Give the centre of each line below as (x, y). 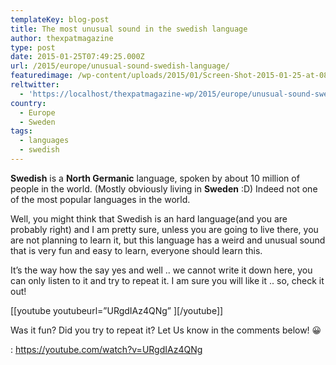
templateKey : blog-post (60, 19)
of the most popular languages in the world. (100, 199)
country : (28, 103)
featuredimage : (42, 76)
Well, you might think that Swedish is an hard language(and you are (149, 218)
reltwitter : (35, 85)
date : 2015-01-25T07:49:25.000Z (77, 57)
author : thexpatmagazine (62, 38)
